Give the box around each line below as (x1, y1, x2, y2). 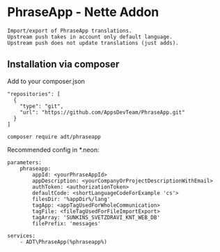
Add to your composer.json (7, 77, 86, 85)
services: (7, 232, 36, 239)
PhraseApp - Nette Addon (7, 4, 159, 20)
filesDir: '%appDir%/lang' (32, 195, 111, 202)
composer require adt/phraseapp (7, 133, 101, 140)
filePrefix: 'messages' (32, 220, 101, 227)
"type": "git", (19, 103, 64, 110)
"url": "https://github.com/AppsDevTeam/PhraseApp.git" (19, 109, 186, 116)
